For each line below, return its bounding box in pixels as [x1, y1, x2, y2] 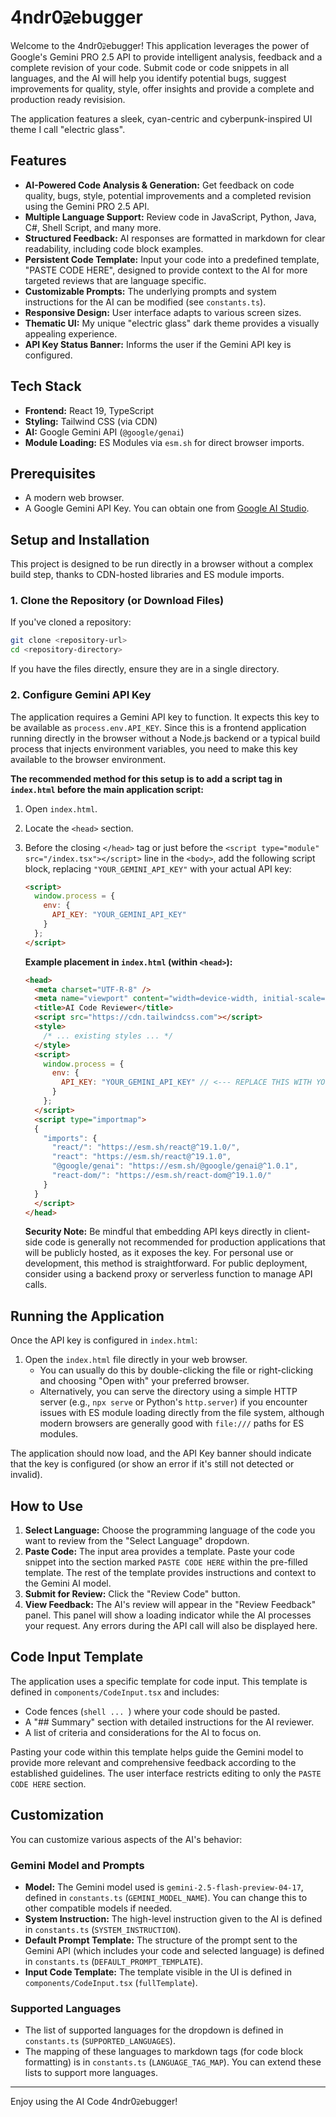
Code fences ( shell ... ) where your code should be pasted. [24, 1705, 281, 1717]
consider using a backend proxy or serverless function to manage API [24, 1268, 313, 1280]
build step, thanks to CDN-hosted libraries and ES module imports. [10, 569, 285, 581]
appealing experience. [24, 327, 118, 340]
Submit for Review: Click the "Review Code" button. [24, 1588, 241, 1600]
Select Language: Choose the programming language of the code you [24, 1524, 316, 1536]
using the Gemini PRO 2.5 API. [24, 200, 150, 212]
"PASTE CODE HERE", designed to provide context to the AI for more [24, 264, 308, 276]
